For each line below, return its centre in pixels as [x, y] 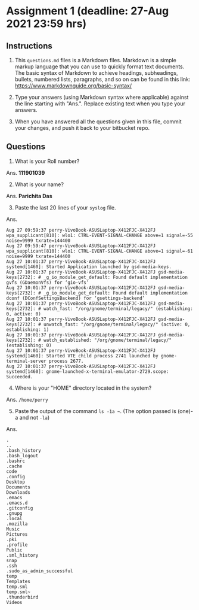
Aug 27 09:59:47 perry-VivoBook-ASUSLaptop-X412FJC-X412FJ [81, 246]
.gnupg [14, 513]
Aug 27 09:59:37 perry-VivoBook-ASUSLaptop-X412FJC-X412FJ [81, 230]
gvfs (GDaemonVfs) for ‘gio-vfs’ [48, 283]
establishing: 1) [28, 330]
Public [14, 550]
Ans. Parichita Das [29, 196]
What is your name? [39, 184]
